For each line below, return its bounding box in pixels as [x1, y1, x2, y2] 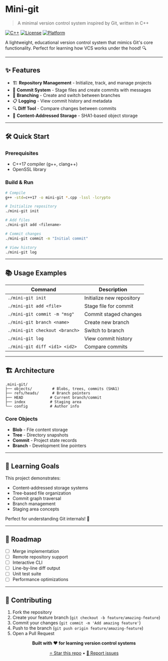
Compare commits [84, 343, 127, 350]
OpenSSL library [12, 166, 46, 172]
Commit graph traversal [12, 495, 61, 501]
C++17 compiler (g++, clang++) [12, 161, 78, 167]
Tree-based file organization [12, 490, 71, 496]
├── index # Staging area [5, 399, 81, 404]
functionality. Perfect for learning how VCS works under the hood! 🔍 [5, 45, 146, 51]
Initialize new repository [84, 294, 140, 301]
